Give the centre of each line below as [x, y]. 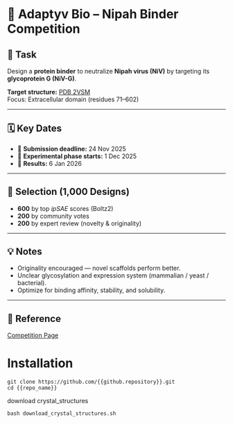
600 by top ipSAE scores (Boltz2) [65, 208]
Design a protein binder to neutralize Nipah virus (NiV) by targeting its [109, 71]
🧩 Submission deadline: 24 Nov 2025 [71, 149]
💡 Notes [25, 252]
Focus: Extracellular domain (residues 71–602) [73, 99]
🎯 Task [22, 54]
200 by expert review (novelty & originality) [79, 223]
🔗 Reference [34, 319]
